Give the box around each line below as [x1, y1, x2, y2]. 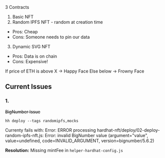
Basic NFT [12, 14, 34, 19]
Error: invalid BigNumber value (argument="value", [45, 132, 149, 138]
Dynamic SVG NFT [12, 44, 51, 49]
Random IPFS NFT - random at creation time [12, 19, 103, 25]
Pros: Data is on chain [12, 53, 57, 59]
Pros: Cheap [12, 29, 38, 34]
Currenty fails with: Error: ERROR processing [5, 127, 96, 133]
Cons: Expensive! [12, 59, 48, 64]
